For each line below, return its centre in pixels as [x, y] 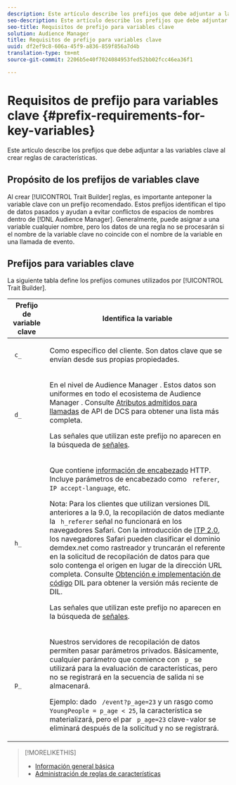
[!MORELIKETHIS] [50, 753]
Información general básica [74, 766]
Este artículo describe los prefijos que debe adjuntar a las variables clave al [117, 150]
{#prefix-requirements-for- [124, 115]
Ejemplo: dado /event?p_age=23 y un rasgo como [131, 702]
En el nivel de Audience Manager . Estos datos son [133, 385]
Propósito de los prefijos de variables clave [104, 180]
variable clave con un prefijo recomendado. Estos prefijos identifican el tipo [117, 204]
